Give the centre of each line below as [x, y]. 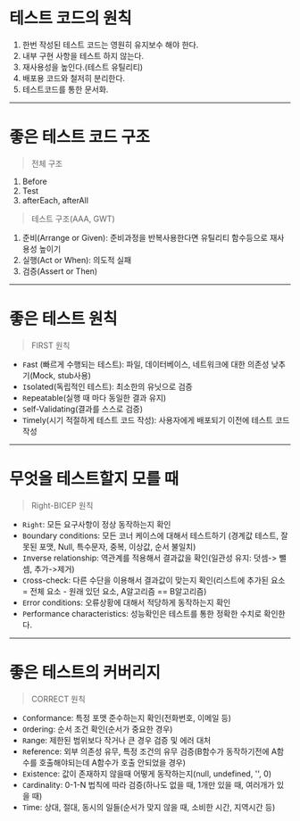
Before [34, 181]
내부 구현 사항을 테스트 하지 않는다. [83, 55]
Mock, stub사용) [62, 375]
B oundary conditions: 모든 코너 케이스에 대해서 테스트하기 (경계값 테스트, [150, 535]
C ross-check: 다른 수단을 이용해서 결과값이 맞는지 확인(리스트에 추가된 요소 [154, 580]
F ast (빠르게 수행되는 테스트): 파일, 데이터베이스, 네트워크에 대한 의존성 [146, 364]
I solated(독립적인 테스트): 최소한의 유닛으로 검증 [108, 386]
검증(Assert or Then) [60, 271]
